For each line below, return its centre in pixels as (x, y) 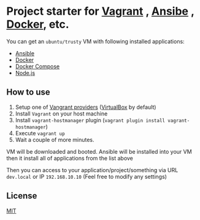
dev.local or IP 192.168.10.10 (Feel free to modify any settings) (87, 176)
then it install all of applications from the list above (70, 158)
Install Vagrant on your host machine (61, 113)
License (22, 196)
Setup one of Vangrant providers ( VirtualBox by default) (86, 107)
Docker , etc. (38, 24)
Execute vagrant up (40, 133)
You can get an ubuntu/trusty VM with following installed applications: (96, 41)
